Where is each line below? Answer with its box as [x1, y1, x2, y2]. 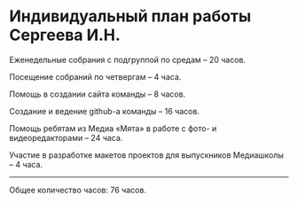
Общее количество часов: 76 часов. [9, 184, 146, 195]
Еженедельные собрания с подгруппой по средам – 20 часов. [9, 54, 247, 65]
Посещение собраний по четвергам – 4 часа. [9, 71, 182, 82]
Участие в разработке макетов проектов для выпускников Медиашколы [9, 149, 284, 160]
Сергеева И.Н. [9, 25, 122, 45]
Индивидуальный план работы [9, 6, 251, 27]
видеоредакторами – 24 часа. [9, 132, 123, 143]
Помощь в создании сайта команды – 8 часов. [9, 89, 186, 99]
